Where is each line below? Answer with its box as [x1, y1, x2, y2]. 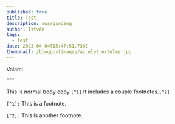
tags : [6, 32, 20, 38]
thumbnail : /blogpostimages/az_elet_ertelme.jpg [6, 49, 132, 55]
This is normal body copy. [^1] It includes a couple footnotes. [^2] [6, 88, 170, 95]
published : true [6, 9, 47, 15]
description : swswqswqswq [6, 20, 72, 26]
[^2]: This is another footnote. [6, 111, 83, 119]
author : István [6, 26, 45, 32]
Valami [6, 65, 23, 73]
